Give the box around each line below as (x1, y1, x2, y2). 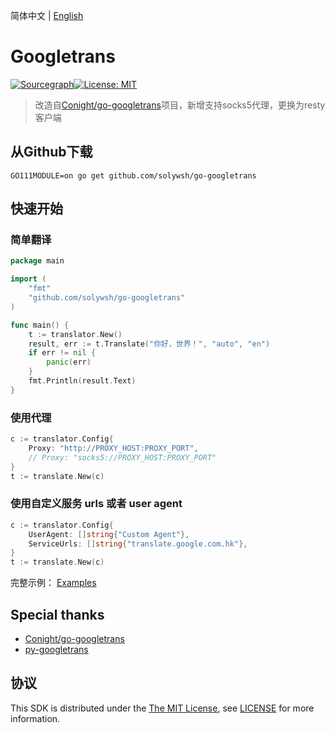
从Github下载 (10, 144, 93, 161)
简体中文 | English (10, 10, 84, 21)
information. (10, 712, 61, 724)
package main (10, 256, 65, 266)
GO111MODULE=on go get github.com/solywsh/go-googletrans (10, 170, 257, 181)
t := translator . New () (28, 329, 123, 339)
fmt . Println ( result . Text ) (28, 376, 137, 386)
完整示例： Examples (10, 577, 97, 589)
